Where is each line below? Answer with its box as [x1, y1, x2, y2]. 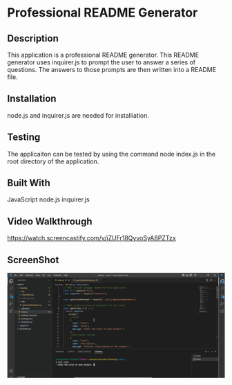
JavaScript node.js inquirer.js [7, 195, 90, 204]
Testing [7, 132, 41, 143]
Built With [7, 177, 50, 189]
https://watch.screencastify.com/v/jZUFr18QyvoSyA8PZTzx [7, 234, 176, 242]
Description [7, 33, 59, 44]
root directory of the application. [7, 157, 99, 165]
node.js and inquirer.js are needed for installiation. [7, 111, 150, 119]
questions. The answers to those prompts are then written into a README [7, 66, 216, 73]
